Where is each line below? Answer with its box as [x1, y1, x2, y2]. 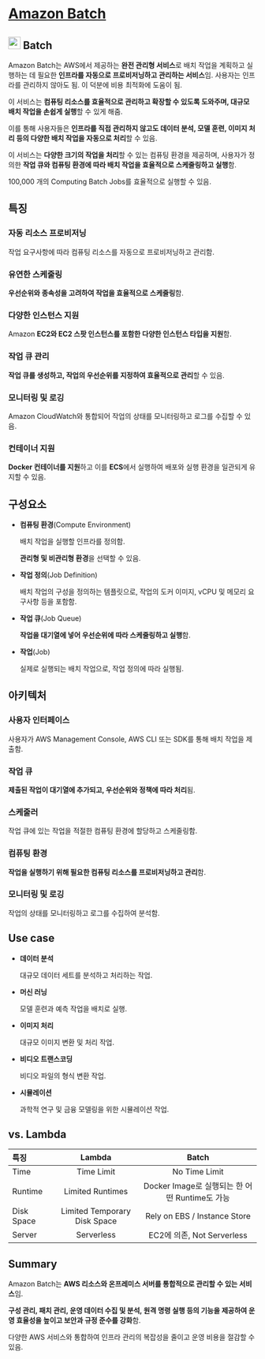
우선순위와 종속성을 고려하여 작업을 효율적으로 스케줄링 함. [8, 288, 184, 297]
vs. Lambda [8, 1128, 67, 1141]
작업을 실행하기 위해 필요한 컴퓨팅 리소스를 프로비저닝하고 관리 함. [8, 867, 207, 876]
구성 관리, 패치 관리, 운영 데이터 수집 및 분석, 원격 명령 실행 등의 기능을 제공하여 [8, 1306, 248, 1316]
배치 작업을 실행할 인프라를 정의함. [19, 536, 125, 546]
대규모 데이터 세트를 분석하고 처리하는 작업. [19, 970, 153, 980]
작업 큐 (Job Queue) [19, 613, 82, 623]
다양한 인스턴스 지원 [8, 309, 80, 320]
